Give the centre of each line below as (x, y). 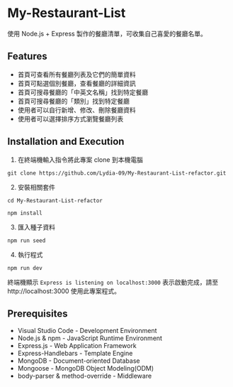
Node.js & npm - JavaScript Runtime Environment (90, 338)
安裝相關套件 (36, 187)
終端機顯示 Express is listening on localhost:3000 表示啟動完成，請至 (113, 282)
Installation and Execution (66, 142)
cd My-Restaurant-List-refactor (55, 200)
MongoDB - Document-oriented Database (79, 361)
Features (27, 56)
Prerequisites (38, 314)
